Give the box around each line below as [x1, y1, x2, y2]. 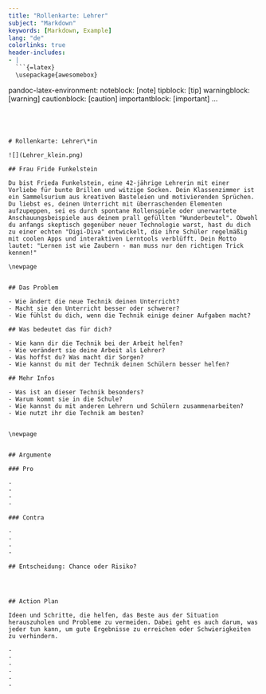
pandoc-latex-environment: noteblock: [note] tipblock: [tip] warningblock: [8, 85, 251, 95]
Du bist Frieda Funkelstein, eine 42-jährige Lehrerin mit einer [8, 178, 229, 187]
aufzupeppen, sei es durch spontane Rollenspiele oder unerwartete [8, 206, 237, 215]
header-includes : [8, 49, 66, 57]
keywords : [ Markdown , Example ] [8, 26, 112, 34]
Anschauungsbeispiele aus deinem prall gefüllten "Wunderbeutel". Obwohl [8, 214, 259, 222]
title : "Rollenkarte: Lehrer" [8, 11, 109, 20]
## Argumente [8, 451, 52, 459]
